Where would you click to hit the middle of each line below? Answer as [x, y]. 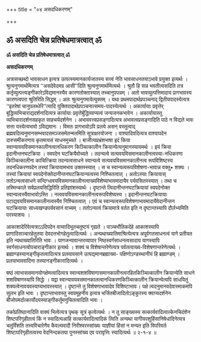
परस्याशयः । [18, 215]
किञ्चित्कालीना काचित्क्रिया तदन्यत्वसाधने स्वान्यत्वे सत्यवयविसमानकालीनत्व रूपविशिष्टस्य [90, 160]
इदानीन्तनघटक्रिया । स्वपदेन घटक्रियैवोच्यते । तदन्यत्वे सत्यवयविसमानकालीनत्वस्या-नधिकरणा [94, 153]
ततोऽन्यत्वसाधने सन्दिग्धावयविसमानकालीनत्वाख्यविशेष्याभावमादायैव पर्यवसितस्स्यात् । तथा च [91, 180]
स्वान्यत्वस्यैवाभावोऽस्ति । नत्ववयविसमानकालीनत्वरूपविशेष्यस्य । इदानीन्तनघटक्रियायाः [87, 194]
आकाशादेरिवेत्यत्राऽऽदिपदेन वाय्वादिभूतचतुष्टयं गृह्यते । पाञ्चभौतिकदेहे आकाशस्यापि [83, 227]
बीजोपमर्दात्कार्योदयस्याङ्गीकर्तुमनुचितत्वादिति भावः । [55, 300]
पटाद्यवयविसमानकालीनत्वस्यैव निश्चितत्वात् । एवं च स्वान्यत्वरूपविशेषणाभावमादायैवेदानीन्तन [91, 201]
